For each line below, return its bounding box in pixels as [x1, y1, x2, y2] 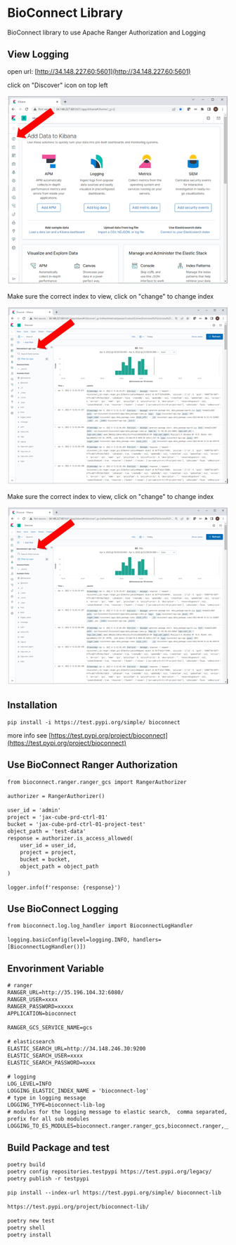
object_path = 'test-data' [7, 828, 86, 835]
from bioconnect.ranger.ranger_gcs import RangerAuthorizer [7, 778, 188, 786]
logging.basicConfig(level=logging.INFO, [7, 937, 131, 944]
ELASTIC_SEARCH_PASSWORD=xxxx [7, 1060, 96, 1067]
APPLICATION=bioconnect [7, 1010, 77, 1017]
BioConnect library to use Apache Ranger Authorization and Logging [7, 28, 206, 37]
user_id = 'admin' [7, 807, 61, 814]
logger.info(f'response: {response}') [7, 884, 121, 891]
